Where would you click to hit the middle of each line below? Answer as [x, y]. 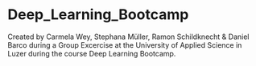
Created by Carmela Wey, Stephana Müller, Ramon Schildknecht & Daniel [128, 37]
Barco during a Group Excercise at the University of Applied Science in [125, 45]
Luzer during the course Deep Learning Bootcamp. [92, 53]
